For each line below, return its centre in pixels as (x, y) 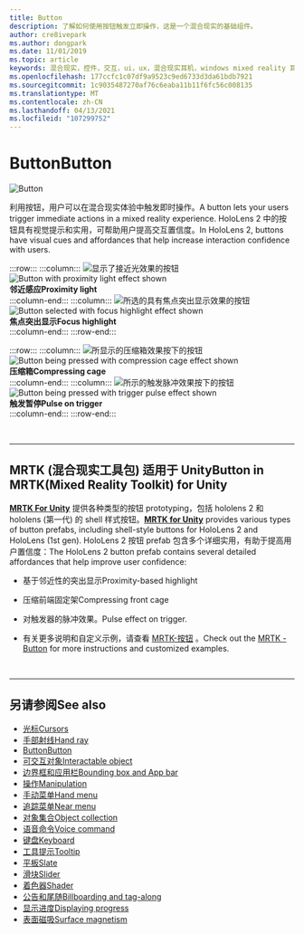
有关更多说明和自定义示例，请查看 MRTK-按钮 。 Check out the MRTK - (154, 638)
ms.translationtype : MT (54, 93)
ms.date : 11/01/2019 (48, 52)
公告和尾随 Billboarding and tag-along (92, 896)
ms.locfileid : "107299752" (60, 119)
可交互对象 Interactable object (77, 760)
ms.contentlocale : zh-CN (56, 102)
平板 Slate (40, 863)
